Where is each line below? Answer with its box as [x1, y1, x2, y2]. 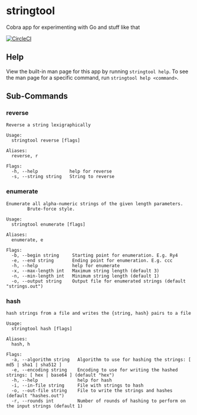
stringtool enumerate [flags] [11, 221, 86, 228]
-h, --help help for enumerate [11, 262, 120, 269]
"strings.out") [6, 283, 44, 289]
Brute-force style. [27, 206, 75, 212]
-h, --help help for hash [11, 377, 112, 384]
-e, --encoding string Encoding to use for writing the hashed [11, 367, 178, 373]
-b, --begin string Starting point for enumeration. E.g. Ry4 [11, 252, 178, 258]
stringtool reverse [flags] [11, 137, 81, 144]
